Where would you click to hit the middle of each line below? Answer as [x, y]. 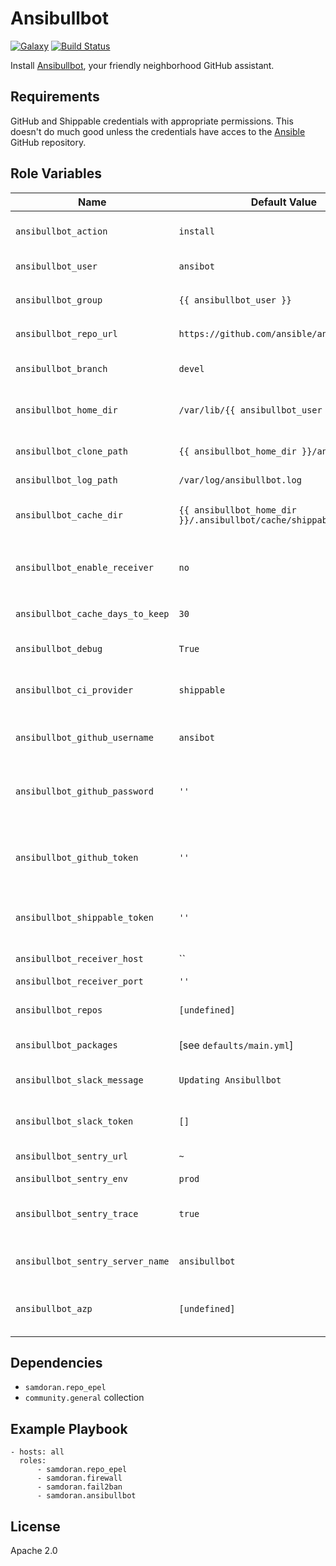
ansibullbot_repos [59, 1010]
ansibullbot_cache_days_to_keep [92, 613]
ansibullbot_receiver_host [79, 958]
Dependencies [56, 1362]
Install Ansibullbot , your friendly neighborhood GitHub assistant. [142, 65]
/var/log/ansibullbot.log [240, 480]
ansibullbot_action [61, 231]
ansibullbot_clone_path [72, 451]
